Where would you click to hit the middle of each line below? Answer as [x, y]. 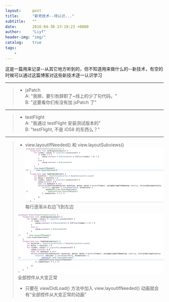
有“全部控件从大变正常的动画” [56, 294]
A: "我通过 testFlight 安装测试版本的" [63, 123]
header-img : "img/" [26, 37]
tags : [11, 48]
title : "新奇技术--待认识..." [40, 16]
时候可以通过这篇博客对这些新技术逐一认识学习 [54, 75]
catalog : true [23, 43]
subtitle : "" [21, 21]
